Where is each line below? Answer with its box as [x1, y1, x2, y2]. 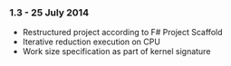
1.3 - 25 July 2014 [9, 6, 89, 19]
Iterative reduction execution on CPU [22, 36, 161, 47]
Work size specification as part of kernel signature [22, 46, 211, 57]
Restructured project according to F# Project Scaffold [22, 27, 223, 38]
